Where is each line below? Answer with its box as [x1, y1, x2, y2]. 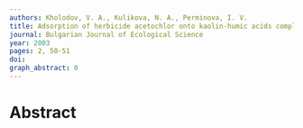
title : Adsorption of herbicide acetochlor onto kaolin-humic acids [9, 22, 272, 31]
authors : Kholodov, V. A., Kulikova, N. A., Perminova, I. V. [9, 13, 248, 23]
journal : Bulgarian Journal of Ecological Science [9, 30, 204, 39]
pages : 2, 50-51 [9, 47, 70, 56]
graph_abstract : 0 [9, 64, 78, 73]
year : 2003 [9, 38, 50, 48]
